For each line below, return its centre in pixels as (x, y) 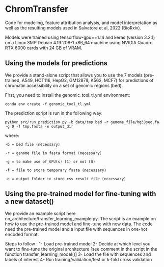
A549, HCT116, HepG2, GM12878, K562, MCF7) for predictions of (88, 80)
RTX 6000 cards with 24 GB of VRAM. (44, 48)
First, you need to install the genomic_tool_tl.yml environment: (68, 95)
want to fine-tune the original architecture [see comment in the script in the (81, 249)
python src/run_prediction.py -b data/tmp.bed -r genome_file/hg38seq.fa (82, 122)
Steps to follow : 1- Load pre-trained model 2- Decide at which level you (78, 243)
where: (12, 135)
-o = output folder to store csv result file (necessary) (66, 179)
